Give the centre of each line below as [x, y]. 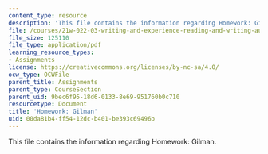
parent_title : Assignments [53, 82]
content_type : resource [48, 15]
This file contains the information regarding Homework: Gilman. [112, 141]
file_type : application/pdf [55, 45]
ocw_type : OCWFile [39, 75]
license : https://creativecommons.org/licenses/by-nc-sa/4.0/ [114, 67]
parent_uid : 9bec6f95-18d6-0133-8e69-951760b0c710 [94, 97]
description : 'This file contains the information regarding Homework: [130, 23]
